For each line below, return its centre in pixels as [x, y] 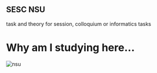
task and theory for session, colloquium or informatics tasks [79, 24]
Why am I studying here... [71, 48]
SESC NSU [26, 10]
